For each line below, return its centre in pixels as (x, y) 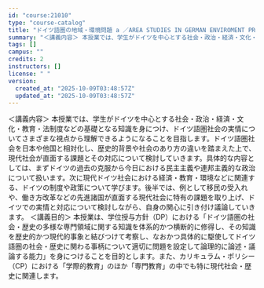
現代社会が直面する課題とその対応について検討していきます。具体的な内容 (128, 159)
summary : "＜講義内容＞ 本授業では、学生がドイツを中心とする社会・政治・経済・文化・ (133, 37)
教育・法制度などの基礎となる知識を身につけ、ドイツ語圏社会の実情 (132, 129)
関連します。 (42, 276)
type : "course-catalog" (47, 23)
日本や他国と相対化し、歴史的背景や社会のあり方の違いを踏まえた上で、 (139, 148)
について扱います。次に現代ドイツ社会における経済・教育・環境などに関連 (128, 178)
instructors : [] (35, 67)
